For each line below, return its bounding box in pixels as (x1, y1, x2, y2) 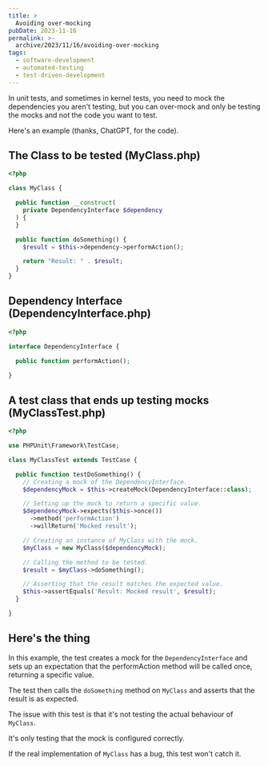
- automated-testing (15, 64, 84, 72)
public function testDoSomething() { (15, 470, 142, 478)
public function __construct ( (15, 199, 116, 207)
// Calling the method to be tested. (22, 558, 149, 566)
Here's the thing (8, 632, 90, 645)
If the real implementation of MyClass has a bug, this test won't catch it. (8, 748, 242, 758)
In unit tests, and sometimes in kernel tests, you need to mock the (8, 93, 226, 102)
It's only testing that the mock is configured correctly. (8, 733, 186, 743)
